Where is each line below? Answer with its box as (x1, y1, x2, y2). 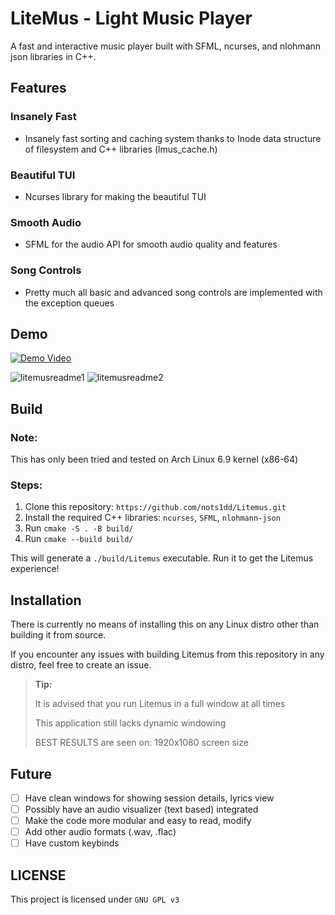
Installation (10, 592, 82, 609)
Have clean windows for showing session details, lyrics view (24, 792, 275, 804)
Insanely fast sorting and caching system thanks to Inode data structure (24, 132, 322, 144)
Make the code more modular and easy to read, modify (24, 815, 252, 827)
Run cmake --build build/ (24, 533, 134, 545)
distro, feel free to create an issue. (10, 659, 152, 671)
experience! (10, 563, 60, 575)
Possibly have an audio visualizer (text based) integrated (24, 803, 259, 815)
